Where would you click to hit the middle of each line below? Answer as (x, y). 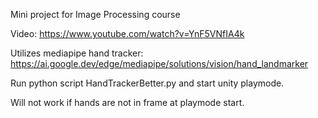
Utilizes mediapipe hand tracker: (77, 53)
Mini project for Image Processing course (95, 14)
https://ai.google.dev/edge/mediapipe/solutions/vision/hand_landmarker (159, 63)
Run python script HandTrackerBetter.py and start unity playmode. (147, 83)
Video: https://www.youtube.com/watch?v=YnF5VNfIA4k (127, 33)
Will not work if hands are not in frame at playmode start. (127, 102)
